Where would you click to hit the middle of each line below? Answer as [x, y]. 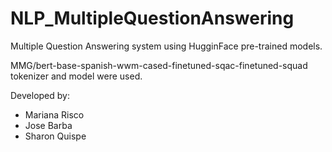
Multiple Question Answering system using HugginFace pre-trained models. [166, 46]
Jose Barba [48, 125]
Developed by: [40, 95]
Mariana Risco [54, 114]
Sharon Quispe [55, 136]
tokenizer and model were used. [76, 76]
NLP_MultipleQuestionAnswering [152, 18]
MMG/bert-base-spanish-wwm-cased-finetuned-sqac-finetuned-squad [159, 65]
